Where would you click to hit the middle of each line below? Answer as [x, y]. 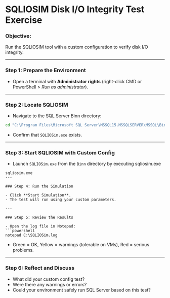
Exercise [24, 20]
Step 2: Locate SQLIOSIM [37, 105]
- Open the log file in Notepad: [40, 226]
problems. [23, 250]
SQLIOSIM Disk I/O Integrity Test [75, 9]
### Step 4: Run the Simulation [39, 186]
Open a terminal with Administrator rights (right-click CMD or [77, 81]
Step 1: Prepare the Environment [46, 71]
